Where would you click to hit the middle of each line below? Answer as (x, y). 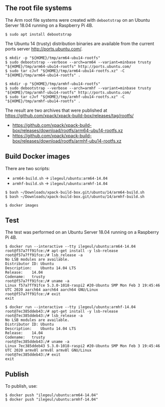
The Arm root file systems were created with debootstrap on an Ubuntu (78, 20)
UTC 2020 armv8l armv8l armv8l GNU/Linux (48, 351)
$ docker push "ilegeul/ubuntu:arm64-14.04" (52, 395)
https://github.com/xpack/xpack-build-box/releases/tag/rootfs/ (69, 115)
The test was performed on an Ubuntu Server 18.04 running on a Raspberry (82, 232)
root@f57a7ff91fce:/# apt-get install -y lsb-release (62, 251)
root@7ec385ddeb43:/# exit (33, 355)
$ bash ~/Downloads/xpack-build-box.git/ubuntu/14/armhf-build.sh (75, 197)
